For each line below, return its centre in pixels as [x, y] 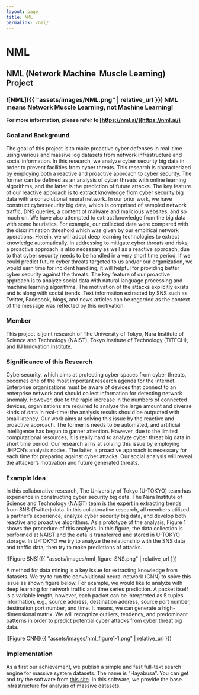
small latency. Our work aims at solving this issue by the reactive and [90, 419]
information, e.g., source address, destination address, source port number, [98, 602]
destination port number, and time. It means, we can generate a [84, 608]
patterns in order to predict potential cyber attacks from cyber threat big [94, 621]
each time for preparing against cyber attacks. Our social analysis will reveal [99, 456]
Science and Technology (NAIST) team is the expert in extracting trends [94, 503]
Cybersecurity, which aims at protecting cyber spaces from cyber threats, [96, 375]
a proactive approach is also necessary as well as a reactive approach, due [98, 249]
